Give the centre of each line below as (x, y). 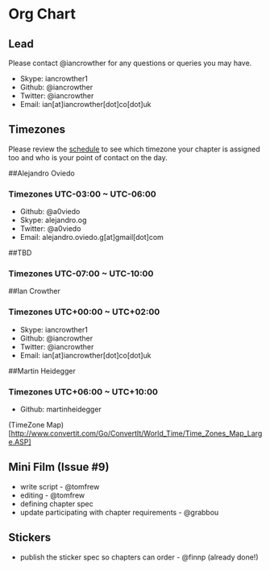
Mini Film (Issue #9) (59, 467)
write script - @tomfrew (60, 486)
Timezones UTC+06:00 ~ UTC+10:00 (83, 391)
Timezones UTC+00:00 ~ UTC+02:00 (84, 312)
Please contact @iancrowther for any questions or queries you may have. (130, 63)
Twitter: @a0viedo (50, 229)
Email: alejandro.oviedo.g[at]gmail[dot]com (91, 237)
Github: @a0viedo (50, 212)
